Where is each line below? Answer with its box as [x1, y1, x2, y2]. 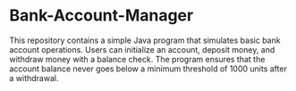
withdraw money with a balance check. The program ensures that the [9, 54, 266, 64]
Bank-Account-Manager [9, 5, 194, 26]
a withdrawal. [9, 72, 59, 83]
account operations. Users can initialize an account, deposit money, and [9, 44, 275, 54]
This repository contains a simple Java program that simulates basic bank [9, 35, 281, 45]
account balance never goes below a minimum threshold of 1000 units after [9, 63, 288, 74]
